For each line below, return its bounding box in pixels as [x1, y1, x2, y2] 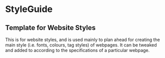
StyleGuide [5, 3, 53, 15]
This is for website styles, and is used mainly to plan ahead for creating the [5, 36, 160, 42]
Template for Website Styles [5, 23, 96, 32]
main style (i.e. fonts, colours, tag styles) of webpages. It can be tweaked [5, 42, 157, 48]
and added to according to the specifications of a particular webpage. [5, 47, 150, 53]
